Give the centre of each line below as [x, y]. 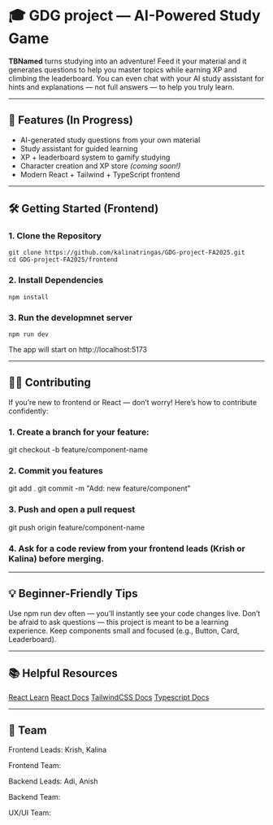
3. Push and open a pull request [72, 509]
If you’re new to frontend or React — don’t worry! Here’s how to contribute [133, 402]
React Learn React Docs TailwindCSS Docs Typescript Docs [109, 697]
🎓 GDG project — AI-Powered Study [135, 16]
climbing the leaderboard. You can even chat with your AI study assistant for [136, 78]
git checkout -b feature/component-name [78, 450]
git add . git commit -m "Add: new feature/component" [100, 488]
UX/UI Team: [30, 813]
